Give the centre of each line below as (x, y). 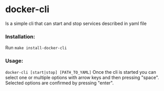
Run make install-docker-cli (36, 48)
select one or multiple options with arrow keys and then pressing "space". (82, 77)
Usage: (14, 61)
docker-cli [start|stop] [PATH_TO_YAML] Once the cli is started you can (81, 72)
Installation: (20, 37)
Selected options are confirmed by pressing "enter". (59, 83)
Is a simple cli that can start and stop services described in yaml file (76, 23)
